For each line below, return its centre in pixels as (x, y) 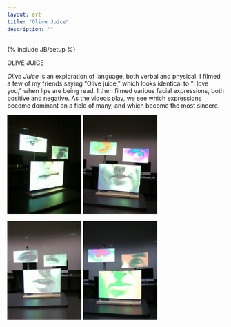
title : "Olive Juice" (38, 22)
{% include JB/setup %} (41, 50)
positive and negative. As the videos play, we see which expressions (104, 98)
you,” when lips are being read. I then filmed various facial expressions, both (116, 91)
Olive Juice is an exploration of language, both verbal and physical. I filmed (114, 77)
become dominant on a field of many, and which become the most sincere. (113, 106)
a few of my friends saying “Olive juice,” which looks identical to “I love (108, 83)
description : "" (30, 29)
